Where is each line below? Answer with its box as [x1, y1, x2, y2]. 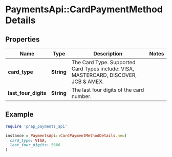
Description [93, 50, 123, 57]
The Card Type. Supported [71, 59, 136, 66]
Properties [5, 35, 40, 44]
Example [5, 110, 34, 119]
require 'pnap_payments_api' [5, 124, 68, 129]
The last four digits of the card [71, 86, 144, 93]
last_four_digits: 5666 [10, 143, 60, 148]
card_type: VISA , [10, 138, 47, 143]
